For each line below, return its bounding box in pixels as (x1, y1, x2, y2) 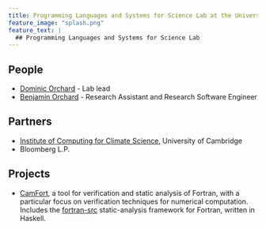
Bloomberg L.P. (19, 144, 70, 154)
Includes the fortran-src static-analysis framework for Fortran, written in (19, 205, 256, 214)
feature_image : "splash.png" (8, 19, 104, 27)
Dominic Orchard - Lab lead (19, 84, 111, 93)
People (8, 62, 44, 76)
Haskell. (19, 213, 46, 223)
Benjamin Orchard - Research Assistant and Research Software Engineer (19, 92, 257, 102)
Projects (8, 167, 51, 181)
